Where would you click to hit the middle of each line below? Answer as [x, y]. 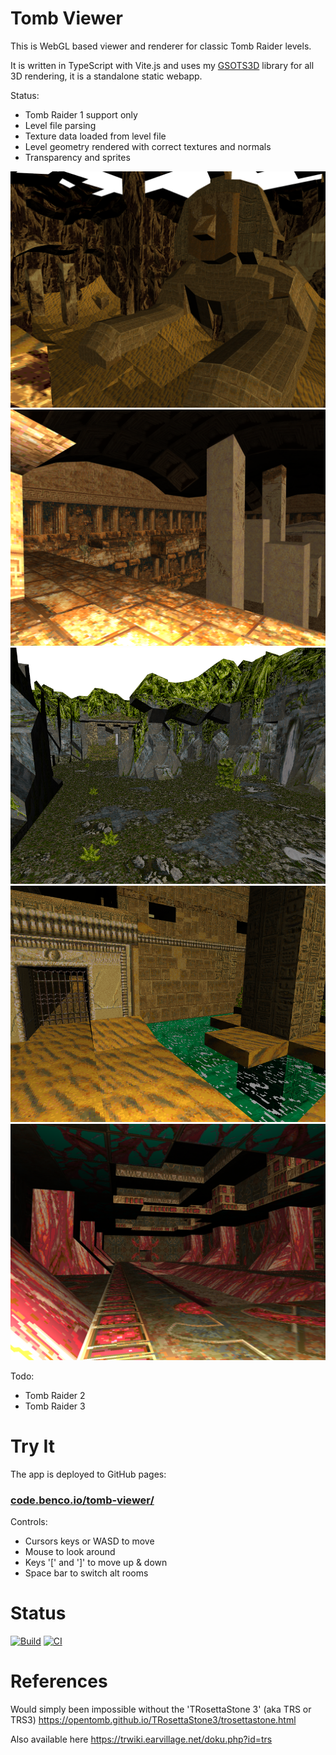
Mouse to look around [70, 1552]
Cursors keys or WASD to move [89, 1541]
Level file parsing [60, 125]
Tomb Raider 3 [55, 1406]
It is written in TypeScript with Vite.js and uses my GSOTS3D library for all [162, 65]
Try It [32, 1446]
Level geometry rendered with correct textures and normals [148, 146]
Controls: [29, 1522]
